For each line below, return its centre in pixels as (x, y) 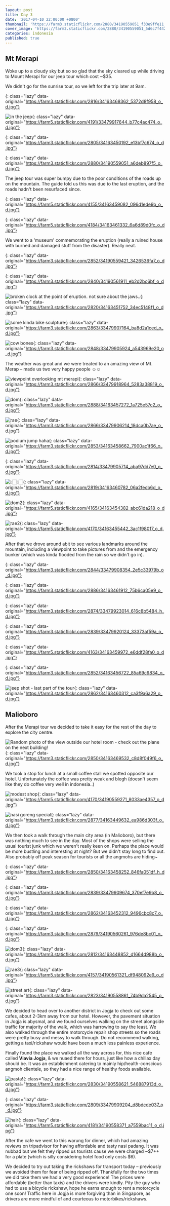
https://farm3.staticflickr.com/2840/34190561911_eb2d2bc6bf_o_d (95, 281)
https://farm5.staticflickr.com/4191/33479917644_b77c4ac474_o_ (94, 122)
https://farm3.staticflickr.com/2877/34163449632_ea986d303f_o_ (95, 820)
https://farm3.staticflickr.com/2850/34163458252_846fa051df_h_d (95, 872)
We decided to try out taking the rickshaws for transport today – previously (83, 1166)
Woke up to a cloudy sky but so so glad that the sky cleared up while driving (85, 71)
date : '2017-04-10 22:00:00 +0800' (43, 19)
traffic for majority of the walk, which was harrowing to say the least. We (81, 1027)
